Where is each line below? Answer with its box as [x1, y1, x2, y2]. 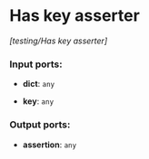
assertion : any [22, 139, 77, 150]
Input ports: [9, 58, 63, 70]
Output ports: [9, 118, 71, 131]
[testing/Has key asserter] [9, 35, 108, 46]
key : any [22, 96, 55, 107]
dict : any [22, 79, 55, 89]
